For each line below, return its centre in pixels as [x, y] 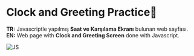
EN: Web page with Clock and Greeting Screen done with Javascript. [93, 35]
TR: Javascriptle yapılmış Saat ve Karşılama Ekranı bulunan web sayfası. [97, 29]
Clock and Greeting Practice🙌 [82, 12]
